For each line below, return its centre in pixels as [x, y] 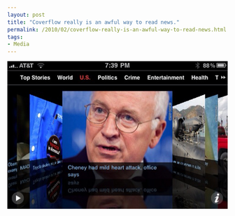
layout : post [26, 15]
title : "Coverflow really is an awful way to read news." [93, 22]
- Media [19, 44]
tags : [15, 37]
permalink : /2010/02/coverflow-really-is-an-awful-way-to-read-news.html [117, 29]
